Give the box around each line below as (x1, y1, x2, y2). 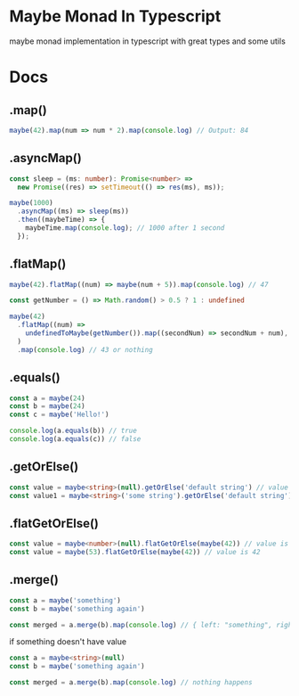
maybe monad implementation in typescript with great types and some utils (9, 36, 287, 46)
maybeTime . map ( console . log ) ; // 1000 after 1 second (25, 224, 225, 233)
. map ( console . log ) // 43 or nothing (17, 345, 153, 354)
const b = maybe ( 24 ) (9, 402, 86, 411)
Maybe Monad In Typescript (9, 6, 222, 27)
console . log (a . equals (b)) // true (9, 426, 138, 436)
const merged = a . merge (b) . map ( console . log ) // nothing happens (9, 678, 253, 687)
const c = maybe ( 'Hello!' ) (9, 410, 109, 420)
